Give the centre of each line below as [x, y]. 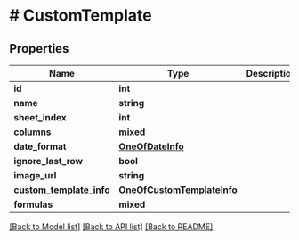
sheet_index [40, 117]
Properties [39, 49]
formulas [33, 204]
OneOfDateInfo [151, 146]
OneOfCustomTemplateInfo [178, 190]
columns [32, 132]
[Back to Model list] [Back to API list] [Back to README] [111, 227]
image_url [35, 175]
